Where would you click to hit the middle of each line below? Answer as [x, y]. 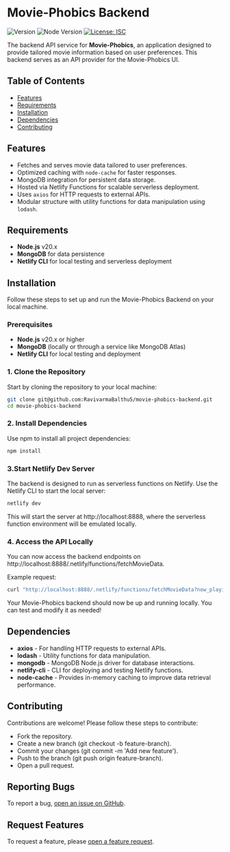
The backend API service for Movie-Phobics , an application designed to [110, 45]
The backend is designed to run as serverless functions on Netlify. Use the [113, 483]
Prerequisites [30, 325]
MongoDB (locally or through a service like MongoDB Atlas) [101, 347]
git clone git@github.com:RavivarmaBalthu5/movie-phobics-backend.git [110, 400]
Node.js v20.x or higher [51, 339]
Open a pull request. [46, 765]
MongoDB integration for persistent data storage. [86, 179]
